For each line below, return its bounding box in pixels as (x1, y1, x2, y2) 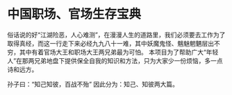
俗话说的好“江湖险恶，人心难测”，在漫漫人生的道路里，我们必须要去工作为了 (7, 31, 226, 39)
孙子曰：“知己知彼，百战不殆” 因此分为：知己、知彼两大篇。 (7, 80, 179, 88)
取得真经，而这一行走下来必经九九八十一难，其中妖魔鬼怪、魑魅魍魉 (7, 39, 202, 47)
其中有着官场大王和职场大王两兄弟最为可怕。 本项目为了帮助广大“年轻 (19, 48, 219, 56)
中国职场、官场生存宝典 (7, 6, 142, 22)
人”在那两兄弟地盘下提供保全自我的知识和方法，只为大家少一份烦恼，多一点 (7, 56, 224, 64)
